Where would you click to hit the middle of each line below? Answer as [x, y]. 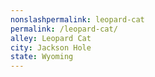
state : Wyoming [42, 57]
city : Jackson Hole [51, 47]
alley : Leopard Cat [51, 38]
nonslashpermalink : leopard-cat [77, 19]
